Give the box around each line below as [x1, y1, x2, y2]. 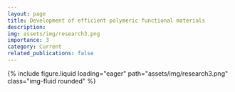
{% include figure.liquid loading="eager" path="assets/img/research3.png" [7, 69, 229, 78]
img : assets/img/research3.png [7, 30, 100, 38]
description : [7, 23, 46, 30]
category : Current [7, 43, 62, 50]
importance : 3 [7, 37, 50, 44]
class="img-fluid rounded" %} [7, 76, 96, 85]
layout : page [7, 10, 46, 18]
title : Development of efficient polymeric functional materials [7, 17, 205, 24]
